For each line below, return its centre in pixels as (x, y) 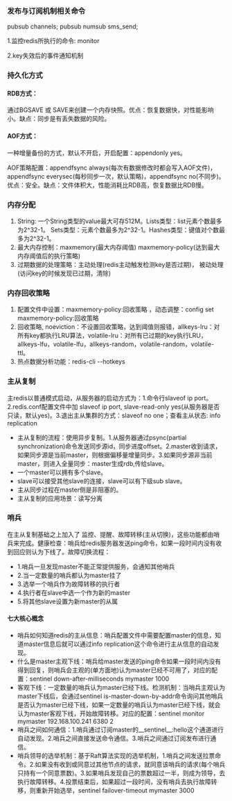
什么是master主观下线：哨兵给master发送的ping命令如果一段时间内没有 (119, 661)
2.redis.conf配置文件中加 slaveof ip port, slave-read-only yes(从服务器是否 (114, 406)
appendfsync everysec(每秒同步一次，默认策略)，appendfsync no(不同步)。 (116, 176)
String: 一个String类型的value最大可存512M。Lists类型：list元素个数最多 (120, 221)
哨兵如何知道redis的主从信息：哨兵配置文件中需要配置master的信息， (116, 636)
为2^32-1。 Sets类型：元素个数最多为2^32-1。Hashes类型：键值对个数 (118, 229)
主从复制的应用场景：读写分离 (60, 498)
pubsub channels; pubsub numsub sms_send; (73, 26)
